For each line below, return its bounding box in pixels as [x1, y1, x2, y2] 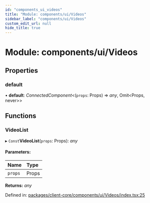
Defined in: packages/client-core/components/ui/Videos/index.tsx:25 [5, 192, 145, 198]
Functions [5, 112, 37, 120]
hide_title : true [5, 26, 41, 31]
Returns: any [5, 182, 32, 188]
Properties [5, 66, 38, 74]
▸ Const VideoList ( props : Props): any [5, 137, 78, 143]
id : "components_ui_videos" [5, 7, 63, 12]
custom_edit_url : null [5, 21, 51, 26]
